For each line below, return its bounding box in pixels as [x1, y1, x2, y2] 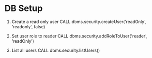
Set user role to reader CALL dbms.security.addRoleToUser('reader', [11, 33, 148, 39]
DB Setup [4, 3, 43, 14]
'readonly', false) [11, 23, 46, 29]
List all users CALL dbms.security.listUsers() [11, 47, 100, 53]
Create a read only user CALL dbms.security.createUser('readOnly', [11, 19, 147, 24]
